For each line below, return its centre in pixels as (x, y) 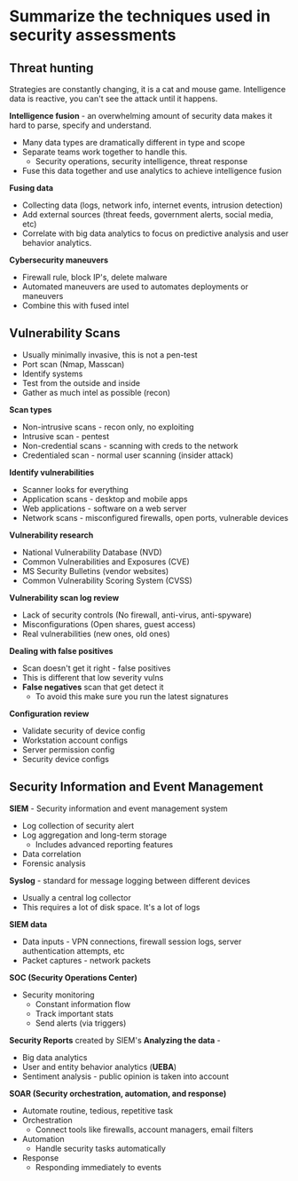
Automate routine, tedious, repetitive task (98, 1110)
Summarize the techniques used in (140, 16)
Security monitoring (58, 995)
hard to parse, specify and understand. (81, 125)
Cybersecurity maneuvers (59, 260)
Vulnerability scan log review (64, 597)
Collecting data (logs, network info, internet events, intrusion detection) (153, 205)
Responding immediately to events (98, 1167)
